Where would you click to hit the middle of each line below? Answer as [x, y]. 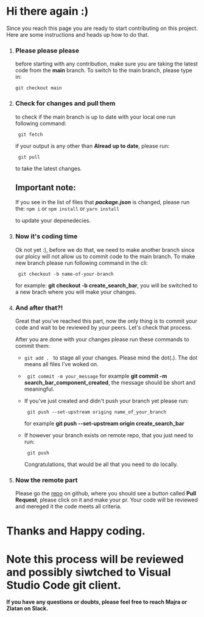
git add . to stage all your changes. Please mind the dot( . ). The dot [111, 357]
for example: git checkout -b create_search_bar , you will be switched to [106, 285]
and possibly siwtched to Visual [89, 572]
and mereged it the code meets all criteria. [68, 506]
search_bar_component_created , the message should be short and [110, 382]
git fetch [30, 135]
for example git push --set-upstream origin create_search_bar [104, 423]
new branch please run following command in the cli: [81, 263]
